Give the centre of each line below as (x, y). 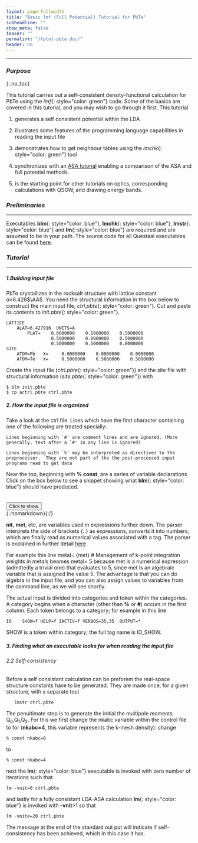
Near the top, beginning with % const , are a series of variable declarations (97, 474)
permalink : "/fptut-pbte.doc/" (44, 39)
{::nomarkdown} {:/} (30, 513)
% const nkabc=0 (26, 738)
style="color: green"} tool (46, 155)
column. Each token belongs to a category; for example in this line (86, 611)
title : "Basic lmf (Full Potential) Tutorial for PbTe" (76, 17)
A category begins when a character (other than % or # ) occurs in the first (96, 604)
